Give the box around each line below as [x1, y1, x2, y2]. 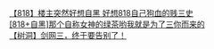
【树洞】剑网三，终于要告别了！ [9, 30, 127, 40]
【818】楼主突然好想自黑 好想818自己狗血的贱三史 [9, 8, 193, 18]
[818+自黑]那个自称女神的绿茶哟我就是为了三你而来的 [9, 19, 205, 29]
